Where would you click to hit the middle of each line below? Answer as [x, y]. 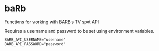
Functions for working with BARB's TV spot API [52, 22]
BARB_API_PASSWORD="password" [35, 44]
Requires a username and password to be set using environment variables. [79, 31]
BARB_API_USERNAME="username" [35, 40]
